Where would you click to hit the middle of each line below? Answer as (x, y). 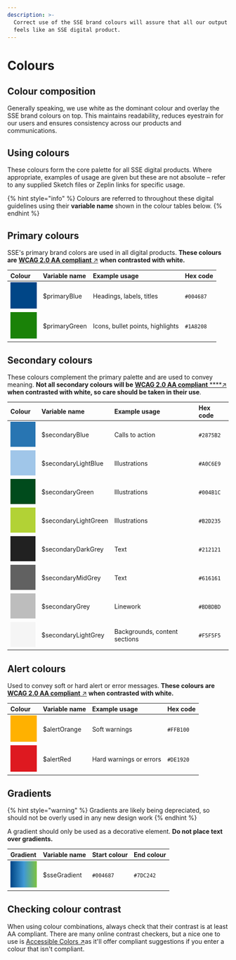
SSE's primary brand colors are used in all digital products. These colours (114, 253)
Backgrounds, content (146, 631)
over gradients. (30, 839)
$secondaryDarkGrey (72, 549)
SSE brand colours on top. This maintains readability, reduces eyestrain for (115, 116)
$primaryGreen (65, 326)
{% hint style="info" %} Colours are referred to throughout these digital (111, 199)
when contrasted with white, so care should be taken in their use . (104, 392)
